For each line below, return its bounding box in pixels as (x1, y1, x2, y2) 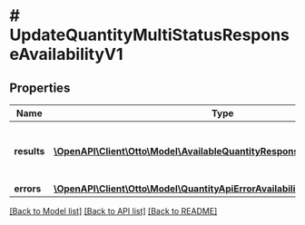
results (14, 145, 45, 157)
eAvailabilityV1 (9, 44, 124, 64)
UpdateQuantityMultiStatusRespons (9, 24, 290, 45)
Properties (9, 80, 71, 95)
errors (14, 182, 42, 195)
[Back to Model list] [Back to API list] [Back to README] (9, 206, 218, 216)
